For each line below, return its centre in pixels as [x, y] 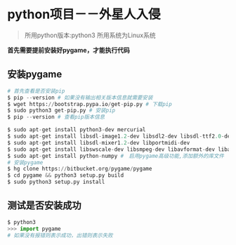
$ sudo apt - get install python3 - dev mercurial [77, 130]
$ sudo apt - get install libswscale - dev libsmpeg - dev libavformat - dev [111, 149]
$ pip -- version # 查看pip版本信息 [56, 117]
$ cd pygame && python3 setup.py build [66, 176]
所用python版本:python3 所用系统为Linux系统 [90, 35]
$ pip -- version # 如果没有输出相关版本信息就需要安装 [80, 98]
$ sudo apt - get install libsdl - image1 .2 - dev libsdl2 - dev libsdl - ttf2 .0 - [116, 136]
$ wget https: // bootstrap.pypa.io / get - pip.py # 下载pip [90, 104]
